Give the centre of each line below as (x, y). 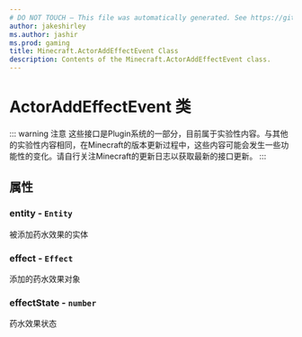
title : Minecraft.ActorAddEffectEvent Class (94, 51)
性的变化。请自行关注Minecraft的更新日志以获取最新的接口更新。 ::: (142, 156)
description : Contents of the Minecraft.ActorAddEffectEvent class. (140, 59)
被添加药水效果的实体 (49, 234)
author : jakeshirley (48, 26)
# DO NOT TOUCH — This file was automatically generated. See (128, 18)
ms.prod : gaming (40, 43)
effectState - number (53, 303)
